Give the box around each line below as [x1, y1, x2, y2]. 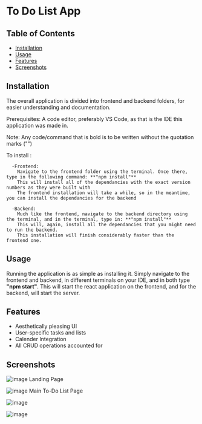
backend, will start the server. [6, 289, 80, 296]
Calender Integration [15, 336, 67, 343]
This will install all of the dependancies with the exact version [17, 179, 191, 185]
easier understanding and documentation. [6, 103, 111, 111]
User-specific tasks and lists [15, 329, 86, 336]
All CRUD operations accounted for [15, 342, 103, 349]
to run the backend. [6, 227, 59, 233]
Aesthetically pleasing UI [15, 322, 77, 330]
